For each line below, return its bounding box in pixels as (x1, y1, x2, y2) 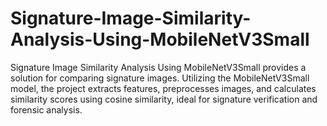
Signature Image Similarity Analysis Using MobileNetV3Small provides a (10, 61, 307, 73)
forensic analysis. (10, 103, 83, 116)
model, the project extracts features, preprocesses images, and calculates (10, 82, 317, 94)
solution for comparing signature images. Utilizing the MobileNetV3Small (10, 72, 310, 84)
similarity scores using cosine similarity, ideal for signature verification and (10, 93, 318, 105)
